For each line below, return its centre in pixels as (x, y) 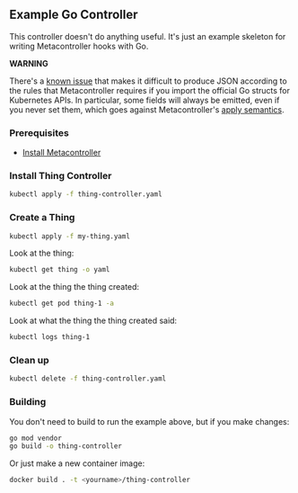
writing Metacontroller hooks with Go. (79, 46)
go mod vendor (36, 438)
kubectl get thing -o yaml (60, 270)
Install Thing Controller (61, 176)
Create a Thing (42, 218)
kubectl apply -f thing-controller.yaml (86, 194)
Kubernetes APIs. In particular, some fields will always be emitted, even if (145, 100)
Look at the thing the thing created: (74, 287)
